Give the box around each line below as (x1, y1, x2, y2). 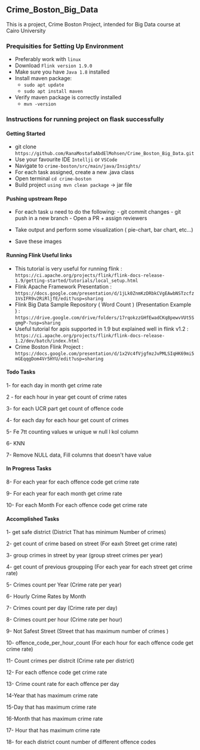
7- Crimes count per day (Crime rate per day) (6, 605, 118, 612)
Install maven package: (14, 75, 72, 82)
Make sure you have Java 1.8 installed (14, 68, 110, 75)
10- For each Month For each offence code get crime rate (6, 502, 147, 509)
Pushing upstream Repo (6, 195, 67, 202)
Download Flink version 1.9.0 (14, 62, 93, 69)
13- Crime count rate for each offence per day (6, 681, 119, 688)
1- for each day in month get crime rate (6, 381, 103, 388)
